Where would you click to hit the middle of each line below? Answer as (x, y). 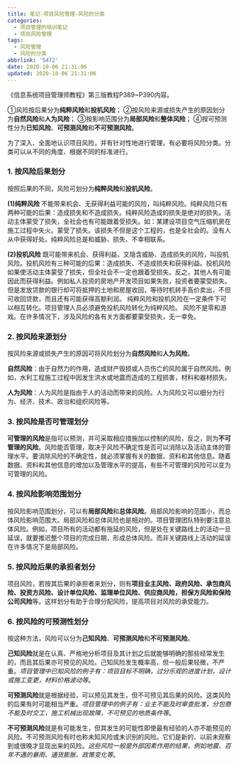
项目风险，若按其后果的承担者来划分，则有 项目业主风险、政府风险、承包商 (116, 583)
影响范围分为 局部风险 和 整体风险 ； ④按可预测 (159, 119)
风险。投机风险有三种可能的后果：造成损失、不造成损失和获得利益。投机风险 (119, 263)
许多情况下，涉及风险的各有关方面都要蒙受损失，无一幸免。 (113, 316)
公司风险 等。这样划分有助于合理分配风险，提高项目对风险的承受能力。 (110, 601)
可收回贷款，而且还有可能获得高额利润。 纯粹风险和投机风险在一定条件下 (114, 299)
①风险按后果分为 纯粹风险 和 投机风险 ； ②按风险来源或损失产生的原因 (110, 109)
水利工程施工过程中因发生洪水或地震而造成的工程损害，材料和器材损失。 (125, 378)
